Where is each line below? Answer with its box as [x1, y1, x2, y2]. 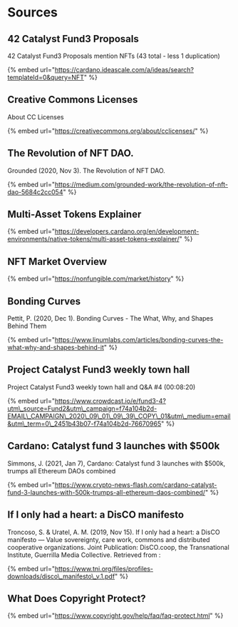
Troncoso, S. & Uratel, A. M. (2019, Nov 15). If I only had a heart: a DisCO [7, 528, 220, 536]
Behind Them [7, 322, 47, 331]
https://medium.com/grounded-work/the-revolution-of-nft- [54, 180, 229, 189]
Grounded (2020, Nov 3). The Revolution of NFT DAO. [7, 166, 165, 175]
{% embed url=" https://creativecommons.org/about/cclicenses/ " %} [7, 126, 209, 135]
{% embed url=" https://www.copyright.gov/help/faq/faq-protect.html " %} [7, 611, 224, 620]
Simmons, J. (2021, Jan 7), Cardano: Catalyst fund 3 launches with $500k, [7, 458, 226, 468]
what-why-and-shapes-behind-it [7, 343, 105, 352]
